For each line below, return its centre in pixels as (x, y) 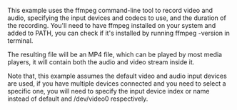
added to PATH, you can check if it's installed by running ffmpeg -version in (118, 33)
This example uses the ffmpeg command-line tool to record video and (110, 10)
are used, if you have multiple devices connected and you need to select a (117, 84)
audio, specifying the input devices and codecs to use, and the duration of (117, 18)
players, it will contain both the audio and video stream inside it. (101, 62)
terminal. (20, 41)
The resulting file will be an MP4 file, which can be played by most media (115, 54)
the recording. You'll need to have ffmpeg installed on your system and (112, 25)
